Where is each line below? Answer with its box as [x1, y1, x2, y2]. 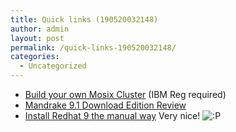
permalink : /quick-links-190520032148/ [10, 42, 177, 53]
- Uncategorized [19, 61, 87, 71]
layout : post [10, 33, 65, 43]
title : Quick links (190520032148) [10, 14, 159, 25]
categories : [10, 52, 60, 62]
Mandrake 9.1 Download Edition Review [24, 99, 187, 111]
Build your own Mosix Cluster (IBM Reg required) [24, 89, 227, 100]
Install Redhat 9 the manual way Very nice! [24, 110, 201, 121]
